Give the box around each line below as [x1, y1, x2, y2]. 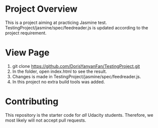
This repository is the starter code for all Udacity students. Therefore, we [5, 112, 154, 118]
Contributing [5, 96, 59, 107]
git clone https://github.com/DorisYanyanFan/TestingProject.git [12, 63, 140, 69]
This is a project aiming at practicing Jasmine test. [5, 20, 107, 25]
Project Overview [5, 3, 78, 15]
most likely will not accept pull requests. [5, 117, 87, 123]
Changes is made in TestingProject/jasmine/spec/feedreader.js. [12, 73, 141, 79]
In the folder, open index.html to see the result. [12, 68, 107, 74]
